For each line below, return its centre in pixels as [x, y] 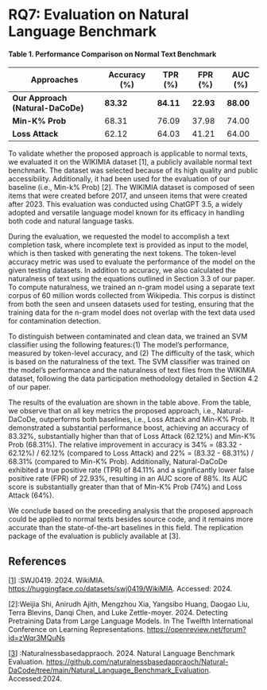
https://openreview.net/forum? [196, 630]
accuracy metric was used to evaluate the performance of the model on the [132, 262]
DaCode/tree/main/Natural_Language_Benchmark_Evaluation [108, 670]
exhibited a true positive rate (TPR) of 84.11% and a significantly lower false [132, 470]
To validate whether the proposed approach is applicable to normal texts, [128, 153]
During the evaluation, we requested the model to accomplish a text [119, 237]
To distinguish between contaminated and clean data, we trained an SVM [128, 336]
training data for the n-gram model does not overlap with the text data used [132, 312]
